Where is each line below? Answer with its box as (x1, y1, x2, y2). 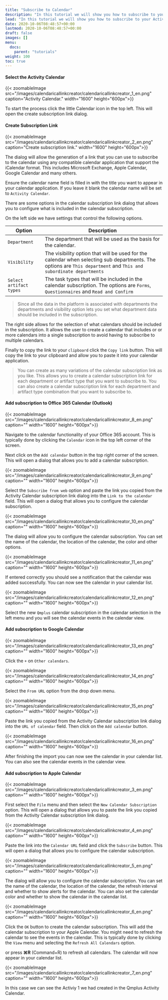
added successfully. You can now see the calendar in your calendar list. (5, 579, 153, 585)
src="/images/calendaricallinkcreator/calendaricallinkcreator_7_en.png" (5, 970, 152, 976)
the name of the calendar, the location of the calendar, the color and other (5, 538, 157, 544)
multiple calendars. (5, 337, 45, 343)
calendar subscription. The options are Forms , (44, 282, 151, 289)
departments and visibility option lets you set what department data (17, 306, 157, 312)
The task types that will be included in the (44, 275, 142, 282)
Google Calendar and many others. (5, 170, 77, 176)
